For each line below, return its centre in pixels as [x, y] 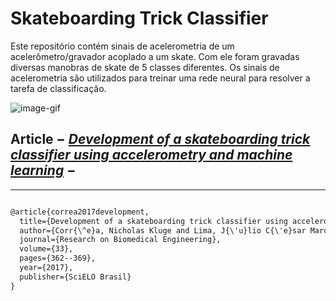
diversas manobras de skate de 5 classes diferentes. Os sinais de [145, 67]
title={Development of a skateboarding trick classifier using [153, 221]
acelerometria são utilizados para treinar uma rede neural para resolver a [160, 78]
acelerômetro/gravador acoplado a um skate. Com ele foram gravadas [155, 56]
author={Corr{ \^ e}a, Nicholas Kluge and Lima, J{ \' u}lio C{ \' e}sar [163, 230]
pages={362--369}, [58, 258]
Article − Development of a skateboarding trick [160, 139]
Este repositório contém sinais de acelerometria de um [122, 46]
